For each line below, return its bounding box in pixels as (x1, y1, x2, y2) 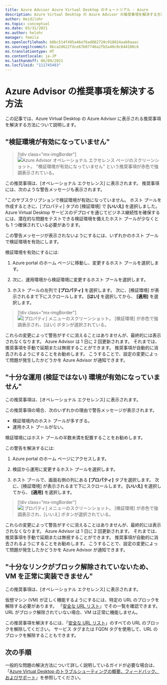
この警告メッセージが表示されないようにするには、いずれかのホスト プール (5, 232, 159, 238)
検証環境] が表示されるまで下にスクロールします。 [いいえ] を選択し (22, 483, 162, 489)
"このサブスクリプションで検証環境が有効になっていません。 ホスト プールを (5, 197, 162, 203)
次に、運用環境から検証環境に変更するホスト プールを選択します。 (12, 277, 148, 283)
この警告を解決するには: (5, 445, 55, 451)
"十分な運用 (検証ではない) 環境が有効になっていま (5, 373, 161, 382)
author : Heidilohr (5, 16, 43, 21)
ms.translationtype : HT (5, 49, 55, 54)
